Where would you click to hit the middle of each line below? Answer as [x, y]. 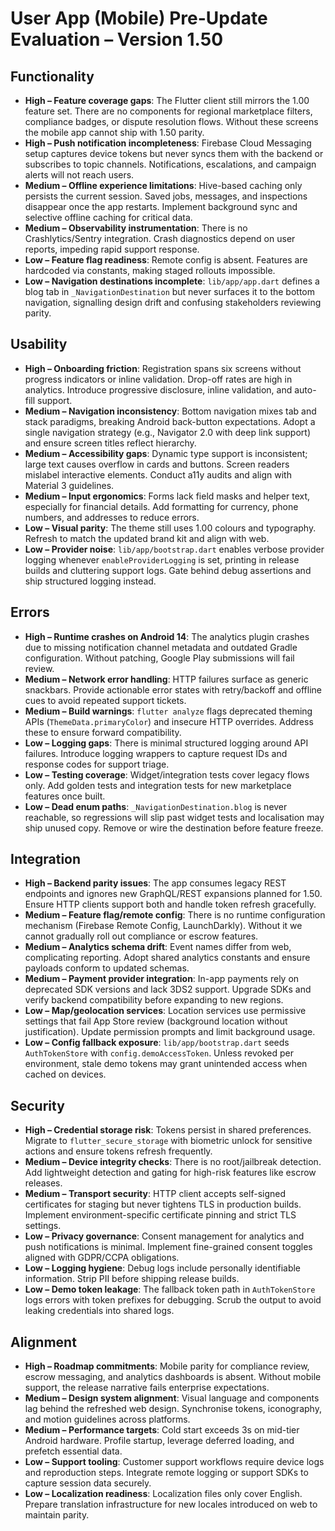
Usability [39, 344]
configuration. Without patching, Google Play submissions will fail [159, 658]
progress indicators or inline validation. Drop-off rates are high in [158, 379]
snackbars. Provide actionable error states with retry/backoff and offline [173, 689]
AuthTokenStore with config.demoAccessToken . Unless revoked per [159, 1053]
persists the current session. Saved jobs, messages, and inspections [166, 196]
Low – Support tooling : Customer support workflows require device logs [174, 1462]
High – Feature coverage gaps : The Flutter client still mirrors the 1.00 [167, 100]
